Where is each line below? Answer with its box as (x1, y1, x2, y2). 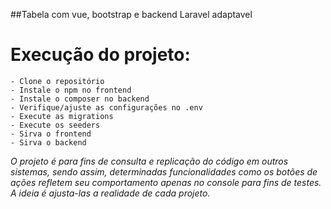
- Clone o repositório (10, 76, 105, 86)
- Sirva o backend (10, 137, 87, 148)
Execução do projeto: (10, 44, 191, 66)
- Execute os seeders (10, 120, 101, 130)
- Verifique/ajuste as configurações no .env (10, 102, 203, 113)
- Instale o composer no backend (10, 94, 150, 104)
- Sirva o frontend (10, 129, 92, 139)
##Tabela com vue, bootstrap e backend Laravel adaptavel (10, 9, 253, 20)
